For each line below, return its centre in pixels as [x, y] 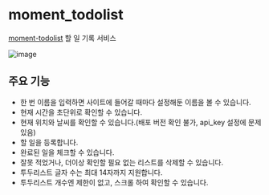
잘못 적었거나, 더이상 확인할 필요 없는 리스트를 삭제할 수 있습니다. [121, 162]
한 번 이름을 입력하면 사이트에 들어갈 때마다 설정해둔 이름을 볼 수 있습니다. [135, 102]
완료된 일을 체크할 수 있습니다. [67, 152]
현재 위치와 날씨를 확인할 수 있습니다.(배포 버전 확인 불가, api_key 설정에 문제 [141, 122]
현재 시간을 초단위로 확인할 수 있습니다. [81, 112]
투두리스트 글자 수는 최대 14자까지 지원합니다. [91, 172]
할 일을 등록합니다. [49, 142]
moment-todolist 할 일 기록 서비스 [62, 38]
